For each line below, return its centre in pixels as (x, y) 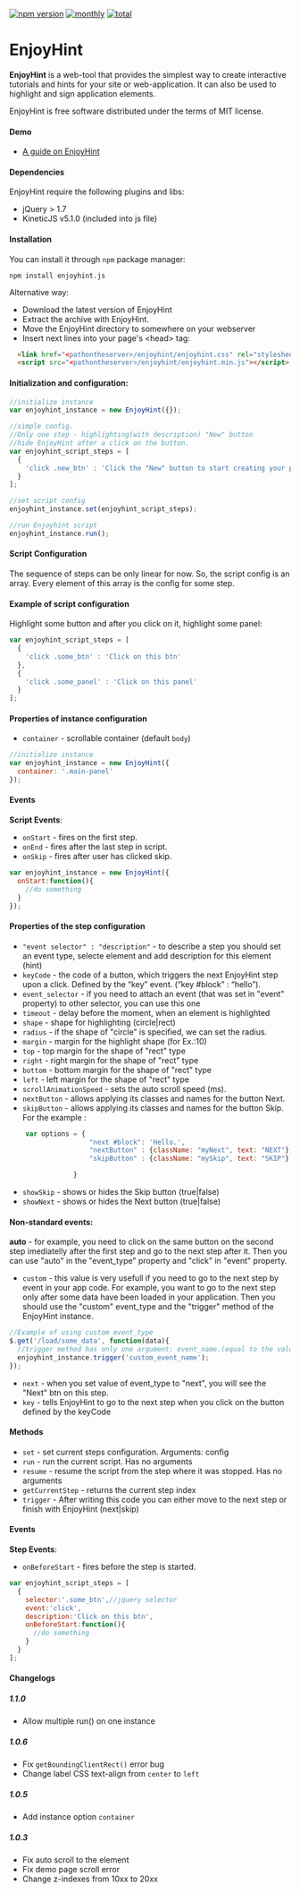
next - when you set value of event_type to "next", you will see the (144, 1383)
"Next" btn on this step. (65, 1393)
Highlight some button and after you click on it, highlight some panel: (136, 624)
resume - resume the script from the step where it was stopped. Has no (152, 1471)
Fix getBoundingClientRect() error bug (93, 1764)
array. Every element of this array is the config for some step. (122, 583)
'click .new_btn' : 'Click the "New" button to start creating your (155, 468)
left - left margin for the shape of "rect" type (106, 1079)
